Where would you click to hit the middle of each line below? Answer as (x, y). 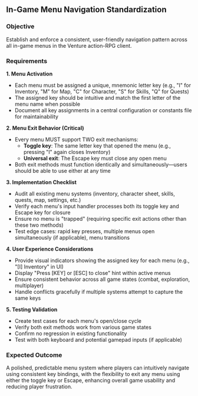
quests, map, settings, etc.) (48, 199)
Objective (20, 27)
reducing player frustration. (39, 387)
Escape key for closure (42, 212)
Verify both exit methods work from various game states (83, 327)
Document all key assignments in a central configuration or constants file (103, 110)
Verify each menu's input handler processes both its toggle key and (97, 206)
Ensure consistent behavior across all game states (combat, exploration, (102, 279)
